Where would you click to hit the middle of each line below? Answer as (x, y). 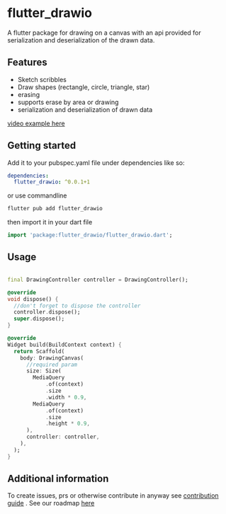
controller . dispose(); (47, 312)
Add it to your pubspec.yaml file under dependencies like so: (96, 162)
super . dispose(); (39, 319)
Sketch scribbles (42, 79)
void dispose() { (33, 299)
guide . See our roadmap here (51, 503)
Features (27, 63)
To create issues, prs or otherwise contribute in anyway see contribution (113, 496)
